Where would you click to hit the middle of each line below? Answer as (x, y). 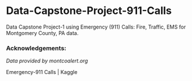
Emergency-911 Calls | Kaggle (42, 72)
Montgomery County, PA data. (42, 33)
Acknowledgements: (36, 48)
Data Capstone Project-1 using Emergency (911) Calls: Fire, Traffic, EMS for (96, 27)
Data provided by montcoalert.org (47, 61)
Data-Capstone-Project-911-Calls (89, 11)
